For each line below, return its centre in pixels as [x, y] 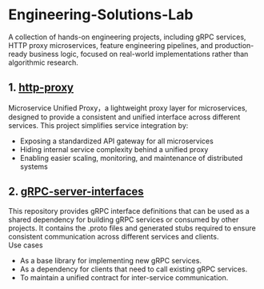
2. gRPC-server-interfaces [76, 192]
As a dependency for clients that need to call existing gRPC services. [134, 269]
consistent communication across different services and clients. [114, 236]
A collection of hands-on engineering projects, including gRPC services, [127, 37]
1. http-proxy [41, 88]
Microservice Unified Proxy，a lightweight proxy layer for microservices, [128, 108]
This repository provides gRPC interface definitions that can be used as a [129, 211]
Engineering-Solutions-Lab [101, 15]
